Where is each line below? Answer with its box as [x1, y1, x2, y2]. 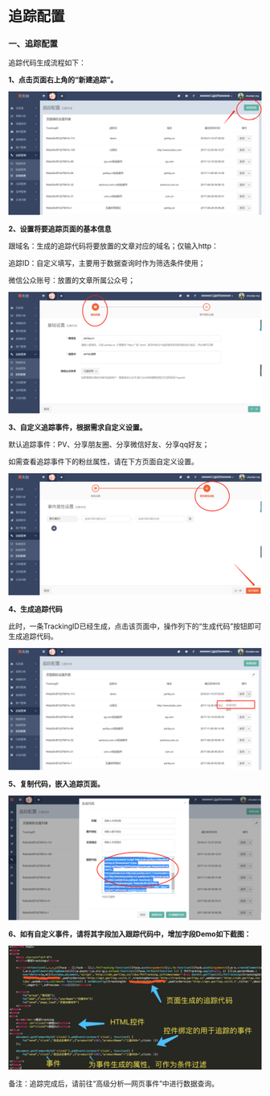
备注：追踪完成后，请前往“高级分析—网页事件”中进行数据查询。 [8, 1079, 219, 1089]
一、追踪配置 [8, 38, 59, 49]
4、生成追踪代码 [8, 604, 63, 613]
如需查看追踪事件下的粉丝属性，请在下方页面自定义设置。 [8, 456, 198, 466]
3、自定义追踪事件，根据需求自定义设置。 [8, 422, 147, 432]
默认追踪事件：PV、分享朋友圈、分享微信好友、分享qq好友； [8, 439, 210, 449]
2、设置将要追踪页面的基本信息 [8, 223, 112, 234]
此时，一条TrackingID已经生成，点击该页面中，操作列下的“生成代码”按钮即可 [8, 621, 262, 631]
